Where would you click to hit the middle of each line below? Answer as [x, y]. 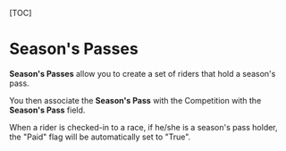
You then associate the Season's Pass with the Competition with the [135, 100]
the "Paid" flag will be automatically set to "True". [100, 137]
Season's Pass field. [47, 110]
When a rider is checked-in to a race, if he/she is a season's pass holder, [144, 127]
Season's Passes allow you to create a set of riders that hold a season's [143, 73]
